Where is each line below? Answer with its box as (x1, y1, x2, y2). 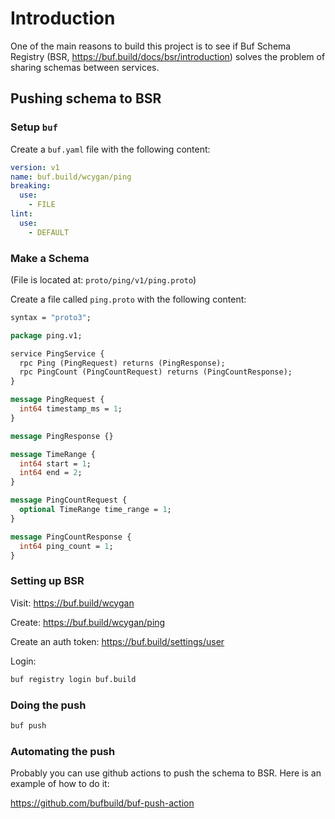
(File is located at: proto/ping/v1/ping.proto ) (10, 273, 197, 286)
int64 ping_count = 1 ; (19, 541, 114, 551)
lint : (10, 209, 33, 219)
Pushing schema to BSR (10, 90, 162, 107)
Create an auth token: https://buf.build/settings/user (10, 635, 225, 647)
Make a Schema (10, 251, 90, 265)
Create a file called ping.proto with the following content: (10, 293, 247, 305)
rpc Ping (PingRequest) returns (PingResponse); (19, 358, 226, 368)
